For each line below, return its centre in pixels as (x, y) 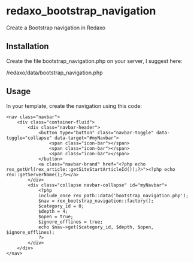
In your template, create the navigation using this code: (74, 106)
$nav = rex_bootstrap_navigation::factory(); (96, 201)
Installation (28, 46)
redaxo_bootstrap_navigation (81, 11)
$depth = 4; (53, 211)
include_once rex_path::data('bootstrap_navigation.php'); (113, 195)
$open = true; (56, 216)
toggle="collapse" (29, 138)
